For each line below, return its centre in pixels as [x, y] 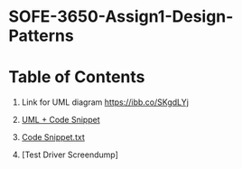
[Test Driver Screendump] [70, 155]
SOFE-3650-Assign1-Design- [121, 17]
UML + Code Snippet [60, 120]
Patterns [41, 36]
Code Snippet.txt [53, 137]
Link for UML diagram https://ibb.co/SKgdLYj [105, 102]
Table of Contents [77, 77]
